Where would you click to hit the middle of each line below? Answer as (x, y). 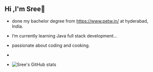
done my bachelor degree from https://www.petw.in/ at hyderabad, (80, 21)
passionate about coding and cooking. (51, 45)
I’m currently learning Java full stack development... (64, 36)
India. (17, 26)
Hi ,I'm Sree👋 (25, 9)
